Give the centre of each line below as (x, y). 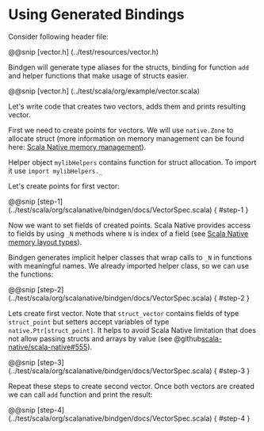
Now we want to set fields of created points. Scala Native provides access (130, 225)
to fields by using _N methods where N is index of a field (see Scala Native (128, 233)
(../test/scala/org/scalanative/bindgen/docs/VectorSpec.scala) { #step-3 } (129, 371)
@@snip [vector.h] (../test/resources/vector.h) (84, 51)
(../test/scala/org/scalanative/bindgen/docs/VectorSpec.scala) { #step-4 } (129, 418)
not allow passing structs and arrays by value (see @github (105, 338)
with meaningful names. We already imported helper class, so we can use (129, 265)
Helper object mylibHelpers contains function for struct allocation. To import (132, 162)
